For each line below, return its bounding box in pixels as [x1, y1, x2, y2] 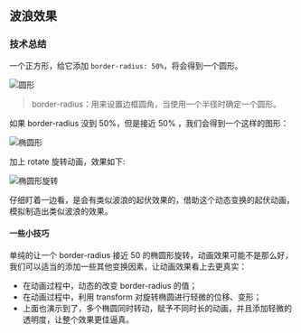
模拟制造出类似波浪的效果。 [9, 206, 113, 217]
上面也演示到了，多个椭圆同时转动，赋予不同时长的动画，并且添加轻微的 [22, 302, 292, 313]
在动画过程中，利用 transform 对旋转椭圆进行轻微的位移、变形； [22, 291, 262, 302]
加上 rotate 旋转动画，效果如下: [9, 156, 126, 167]
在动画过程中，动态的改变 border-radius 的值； [22, 280, 198, 291]
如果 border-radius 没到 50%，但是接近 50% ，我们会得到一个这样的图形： [9, 117, 289, 128]
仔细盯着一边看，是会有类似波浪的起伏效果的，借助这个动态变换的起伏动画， [9, 194, 295, 205]
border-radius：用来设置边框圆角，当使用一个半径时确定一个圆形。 [31, 98, 282, 109]
